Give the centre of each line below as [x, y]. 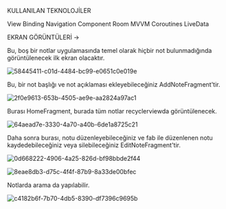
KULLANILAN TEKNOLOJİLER [49, 11]
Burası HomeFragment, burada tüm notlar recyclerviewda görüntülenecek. [112, 111]
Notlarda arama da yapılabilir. [48, 185]
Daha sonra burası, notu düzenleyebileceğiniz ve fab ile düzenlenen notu [110, 138]
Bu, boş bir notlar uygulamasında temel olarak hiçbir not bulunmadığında [110, 51]
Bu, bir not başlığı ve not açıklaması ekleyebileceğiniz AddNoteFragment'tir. [114, 85]
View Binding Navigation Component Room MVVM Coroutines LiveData [108, 24]
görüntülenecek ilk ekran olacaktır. [56, 58]
